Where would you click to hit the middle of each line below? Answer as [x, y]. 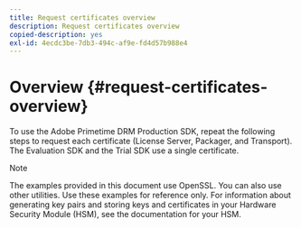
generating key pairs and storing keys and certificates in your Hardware [143, 205]
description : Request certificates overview [94, 26]
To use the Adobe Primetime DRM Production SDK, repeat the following [142, 132]
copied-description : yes [56, 34]
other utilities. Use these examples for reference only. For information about [150, 196]
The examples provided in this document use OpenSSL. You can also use [146, 186]
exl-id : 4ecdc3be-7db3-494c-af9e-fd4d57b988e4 [99, 43]
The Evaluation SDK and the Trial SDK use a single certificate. [124, 150]
